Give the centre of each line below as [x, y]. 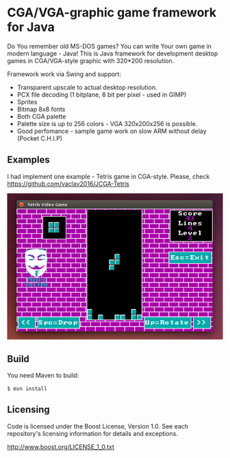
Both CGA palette [41, 116]
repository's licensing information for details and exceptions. [92, 433]
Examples [28, 160]
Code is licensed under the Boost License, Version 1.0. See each [98, 426]
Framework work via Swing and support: [64, 74]
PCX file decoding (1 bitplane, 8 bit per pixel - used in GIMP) [102, 95]
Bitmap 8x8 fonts [41, 109]
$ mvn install [27, 389]
